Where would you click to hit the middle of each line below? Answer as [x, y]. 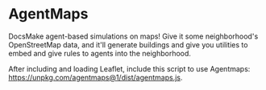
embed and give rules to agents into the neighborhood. [100, 53]
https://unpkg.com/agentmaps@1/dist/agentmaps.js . [96, 77]
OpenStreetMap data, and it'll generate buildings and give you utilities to [128, 44]
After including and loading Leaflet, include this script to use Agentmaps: [129, 68]
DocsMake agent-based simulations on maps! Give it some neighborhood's [133, 36]
